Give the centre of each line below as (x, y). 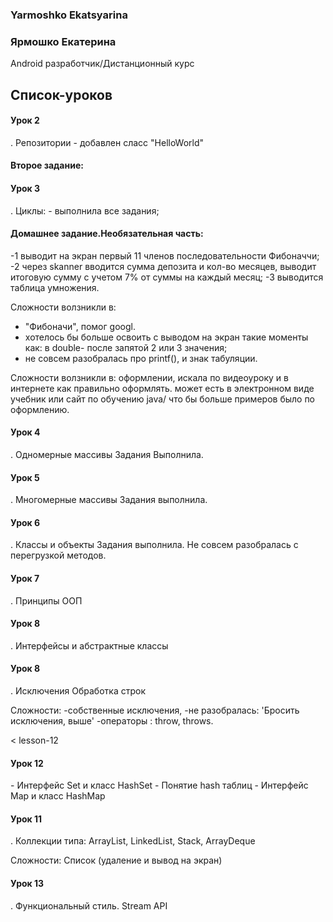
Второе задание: (47, 165)
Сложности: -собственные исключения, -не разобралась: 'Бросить (155, 710)
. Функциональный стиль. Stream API (89, 905)
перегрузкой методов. (58, 555)
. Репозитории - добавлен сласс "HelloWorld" (107, 142)
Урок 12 (27, 763)
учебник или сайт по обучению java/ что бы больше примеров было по (163, 399)
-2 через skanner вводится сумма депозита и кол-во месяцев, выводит (163, 266)
